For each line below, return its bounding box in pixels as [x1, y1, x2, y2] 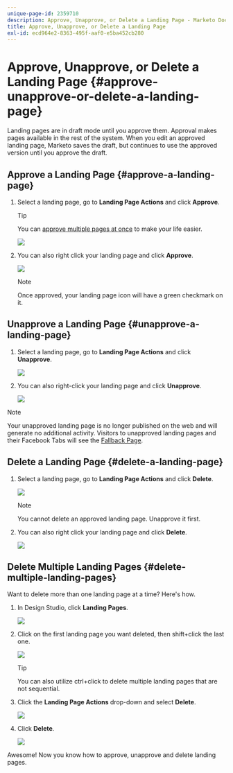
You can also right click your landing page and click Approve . [17, 251, 193, 259]
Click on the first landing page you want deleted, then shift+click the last [17, 630, 225, 639]
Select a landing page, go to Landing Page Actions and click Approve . [17, 198, 220, 206]
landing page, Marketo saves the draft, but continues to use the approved [7, 141, 217, 150]
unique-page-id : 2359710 [7, 10, 79, 17]
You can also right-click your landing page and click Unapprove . [17, 381, 202, 390]
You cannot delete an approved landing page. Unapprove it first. [17, 514, 201, 523]
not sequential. [17, 684, 60, 693]
